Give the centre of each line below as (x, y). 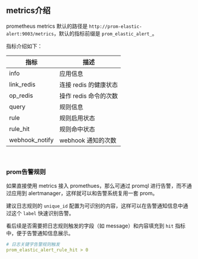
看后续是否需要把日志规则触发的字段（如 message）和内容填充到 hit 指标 (96, 226)
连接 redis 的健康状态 (89, 85)
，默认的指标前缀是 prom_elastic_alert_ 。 (106, 33)
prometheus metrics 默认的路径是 (47, 26)
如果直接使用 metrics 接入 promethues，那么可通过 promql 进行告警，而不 (97, 186)
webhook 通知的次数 (88, 140)
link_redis (22, 84)
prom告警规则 (26, 172)
